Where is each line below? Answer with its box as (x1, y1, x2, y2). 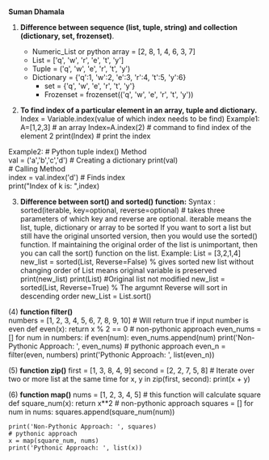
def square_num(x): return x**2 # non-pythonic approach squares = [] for (8, 399, 254, 407)
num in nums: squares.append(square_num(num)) (8, 407, 175, 416)
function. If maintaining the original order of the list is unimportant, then (19, 240, 258, 249)
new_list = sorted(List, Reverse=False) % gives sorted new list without (19, 257, 254, 266)
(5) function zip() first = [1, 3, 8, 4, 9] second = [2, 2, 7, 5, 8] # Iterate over (8, 365, 254, 375)
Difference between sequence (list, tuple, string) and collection (19, 23, 238, 32)
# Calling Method (8, 164, 66, 173)
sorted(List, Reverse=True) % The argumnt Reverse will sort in (19, 283, 228, 292)
